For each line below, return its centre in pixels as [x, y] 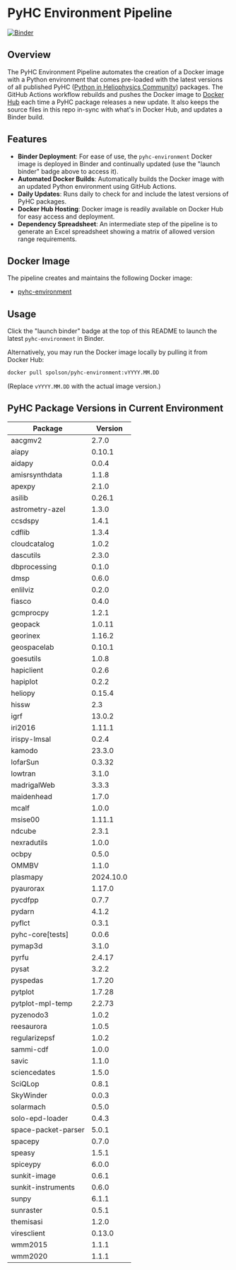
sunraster [27, 1210]
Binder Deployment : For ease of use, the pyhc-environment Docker [115, 156]
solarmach [28, 1107]
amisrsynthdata [37, 474]
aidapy [22, 463]
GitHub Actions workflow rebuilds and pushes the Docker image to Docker [116, 94]
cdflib [20, 532]
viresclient [28, 1233]
